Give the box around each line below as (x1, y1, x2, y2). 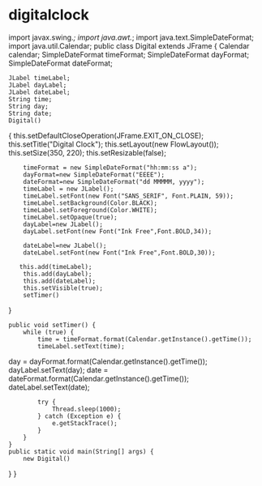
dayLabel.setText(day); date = (8, 364, 109, 374)
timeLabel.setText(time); (37, 342, 126, 350)
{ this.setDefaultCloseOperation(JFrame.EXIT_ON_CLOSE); (8, 130, 204, 140)
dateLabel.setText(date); (8, 382, 91, 392)
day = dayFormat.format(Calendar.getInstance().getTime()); (8, 356, 208, 366)
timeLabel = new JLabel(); (23, 185, 114, 193)
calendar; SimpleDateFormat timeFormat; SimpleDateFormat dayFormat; (8, 49, 250, 59)
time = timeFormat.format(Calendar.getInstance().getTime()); (37, 335, 252, 343)
